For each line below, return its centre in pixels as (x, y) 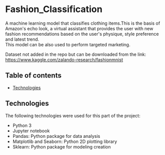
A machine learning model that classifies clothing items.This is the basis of (83, 23)
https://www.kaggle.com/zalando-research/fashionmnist (64, 59)
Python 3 (22, 125)
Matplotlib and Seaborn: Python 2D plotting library (65, 141)
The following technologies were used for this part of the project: (73, 115)
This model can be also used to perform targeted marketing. (68, 44)
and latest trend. (22, 39)
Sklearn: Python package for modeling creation (62, 146)
